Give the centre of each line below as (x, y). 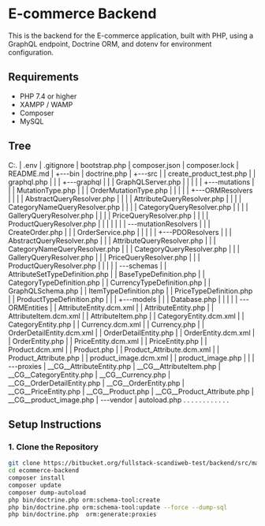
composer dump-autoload (47, 492)
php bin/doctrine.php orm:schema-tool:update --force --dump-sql (118, 507)
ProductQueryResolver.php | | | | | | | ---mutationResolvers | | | (109, 224)
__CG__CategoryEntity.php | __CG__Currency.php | (90, 375)
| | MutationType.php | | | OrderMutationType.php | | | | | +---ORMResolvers (131, 190)
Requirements (43, 77)
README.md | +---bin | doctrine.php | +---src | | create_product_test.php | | (132, 173)
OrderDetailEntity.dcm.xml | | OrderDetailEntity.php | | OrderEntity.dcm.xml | (131, 333)
